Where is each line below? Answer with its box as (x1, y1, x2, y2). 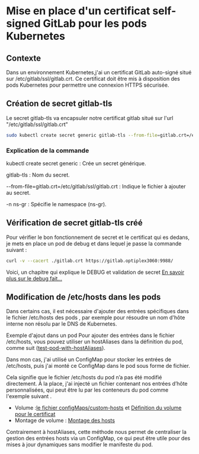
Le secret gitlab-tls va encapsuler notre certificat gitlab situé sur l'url (6, 114, 174, 121)
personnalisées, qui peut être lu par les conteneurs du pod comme (6, 386, 169, 393)
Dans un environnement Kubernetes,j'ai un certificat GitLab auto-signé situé (6, 69, 192, 75)
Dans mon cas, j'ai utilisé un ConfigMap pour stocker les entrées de (6, 356, 172, 363)
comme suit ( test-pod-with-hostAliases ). (6, 345, 105, 352)
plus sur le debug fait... (6, 275, 62, 282)
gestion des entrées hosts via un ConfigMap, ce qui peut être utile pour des (6, 435, 191, 442)
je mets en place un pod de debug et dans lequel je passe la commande (6, 239, 182, 247)
